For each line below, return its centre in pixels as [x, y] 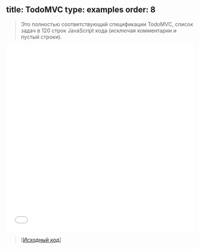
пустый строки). [41, 37]
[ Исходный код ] [41, 239]
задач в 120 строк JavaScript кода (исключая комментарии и [99, 30]
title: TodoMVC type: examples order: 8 [81, 10]
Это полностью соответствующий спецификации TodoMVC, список [107, 24]
